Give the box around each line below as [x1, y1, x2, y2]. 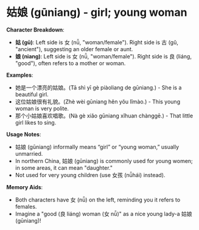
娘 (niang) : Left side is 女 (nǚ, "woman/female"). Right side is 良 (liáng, [15, 52, 192, 60]
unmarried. [15, 150, 43, 157]
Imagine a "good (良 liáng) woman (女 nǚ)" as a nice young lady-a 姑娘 [15, 210, 192, 217]
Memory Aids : [6, 183, 43, 190]
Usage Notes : [6, 130, 41, 138]
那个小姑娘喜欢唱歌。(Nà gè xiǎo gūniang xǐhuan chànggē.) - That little [15, 112, 194, 119]
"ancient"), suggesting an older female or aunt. [15, 45, 133, 52]
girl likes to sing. [15, 119, 57, 126]
